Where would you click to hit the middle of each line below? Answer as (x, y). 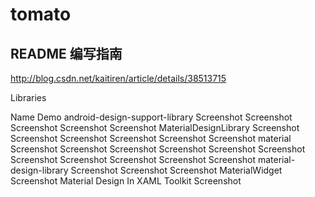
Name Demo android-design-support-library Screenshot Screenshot (151, 117)
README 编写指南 (66, 53)
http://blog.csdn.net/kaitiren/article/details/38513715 (118, 78)
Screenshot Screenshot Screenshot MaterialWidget (176, 170)
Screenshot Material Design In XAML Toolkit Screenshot (126, 181)
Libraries (28, 97)
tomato (41, 14)
